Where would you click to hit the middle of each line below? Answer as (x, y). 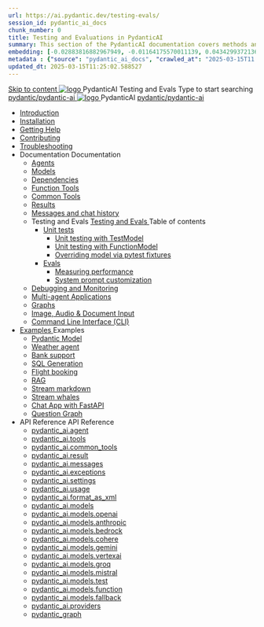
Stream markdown (61, 388)
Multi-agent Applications (71, 297)
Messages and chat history (75, 212)
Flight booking (55, 371)
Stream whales (55, 396)
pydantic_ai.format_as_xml (74, 497)
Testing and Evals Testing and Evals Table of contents (118, 221)
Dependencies (55, 179)
